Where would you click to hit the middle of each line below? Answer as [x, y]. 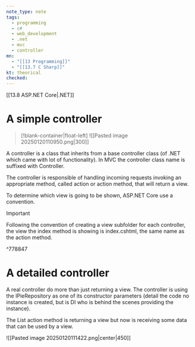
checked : [17, 78]
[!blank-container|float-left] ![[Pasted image [74, 136]
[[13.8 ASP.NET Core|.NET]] [40, 95]
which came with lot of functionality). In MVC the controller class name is [96, 160]
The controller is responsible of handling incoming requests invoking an [94, 178]
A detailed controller [58, 273]
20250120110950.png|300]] [55, 142]
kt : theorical [24, 73]
